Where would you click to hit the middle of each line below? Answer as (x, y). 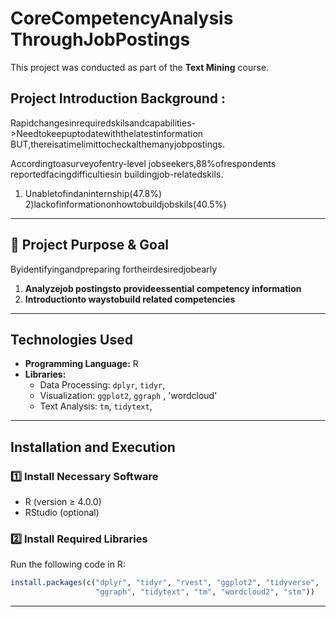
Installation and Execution (93, 447)
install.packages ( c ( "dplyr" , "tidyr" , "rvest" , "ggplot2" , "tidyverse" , (165, 583)
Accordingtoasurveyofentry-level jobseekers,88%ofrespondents (143, 163)
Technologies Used (71, 339)
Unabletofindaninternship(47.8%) (93, 193)
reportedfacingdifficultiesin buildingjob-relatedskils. (117, 174)
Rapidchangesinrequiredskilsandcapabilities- (103, 123)
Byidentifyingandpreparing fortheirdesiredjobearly (114, 269)
